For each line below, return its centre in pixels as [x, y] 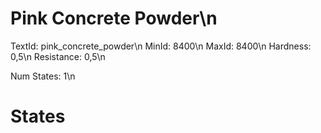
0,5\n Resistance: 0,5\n [58, 56]
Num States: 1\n [43, 76]
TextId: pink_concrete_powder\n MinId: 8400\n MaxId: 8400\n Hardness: [161, 46]
